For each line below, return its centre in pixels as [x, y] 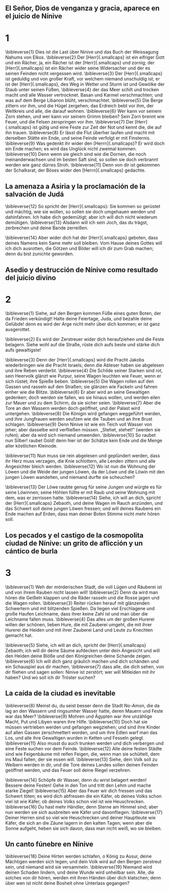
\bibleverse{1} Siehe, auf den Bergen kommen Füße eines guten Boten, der [83, 313]
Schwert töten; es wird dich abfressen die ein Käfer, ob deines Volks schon [83, 796]
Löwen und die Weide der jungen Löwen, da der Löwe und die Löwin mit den [85, 472]
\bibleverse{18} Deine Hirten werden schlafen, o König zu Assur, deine [78, 856]
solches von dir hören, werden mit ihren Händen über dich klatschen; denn [83, 878]
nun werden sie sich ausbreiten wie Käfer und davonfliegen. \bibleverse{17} [84, 812]
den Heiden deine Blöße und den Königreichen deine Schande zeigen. [78, 656]
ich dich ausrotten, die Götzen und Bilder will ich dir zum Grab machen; [79, 249]
